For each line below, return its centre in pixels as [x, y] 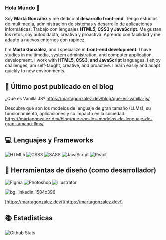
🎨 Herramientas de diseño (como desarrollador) [81, 171]
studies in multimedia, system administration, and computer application [78, 55]
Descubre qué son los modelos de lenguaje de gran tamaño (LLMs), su [78, 108]
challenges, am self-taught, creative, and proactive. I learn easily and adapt [83, 65]
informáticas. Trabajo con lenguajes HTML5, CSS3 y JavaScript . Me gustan [83, 29]
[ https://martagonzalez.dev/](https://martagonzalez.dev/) [64, 202]
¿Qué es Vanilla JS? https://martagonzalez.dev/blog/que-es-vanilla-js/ [77, 99]
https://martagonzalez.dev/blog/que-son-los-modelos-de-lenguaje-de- [79, 119]
